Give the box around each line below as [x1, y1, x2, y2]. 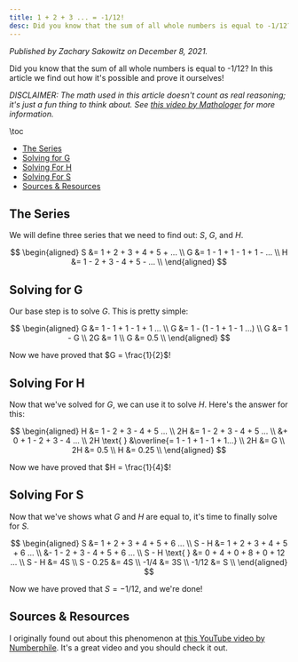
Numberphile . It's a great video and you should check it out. [9, 642, 228, 653]
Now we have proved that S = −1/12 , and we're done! [9, 583, 203, 594]
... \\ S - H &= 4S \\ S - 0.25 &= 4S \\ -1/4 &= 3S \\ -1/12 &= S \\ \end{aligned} [10, 556, 288, 567]
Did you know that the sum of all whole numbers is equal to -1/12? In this [9, 63, 273, 74]
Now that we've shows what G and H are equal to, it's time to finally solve [9, 511, 278, 522]
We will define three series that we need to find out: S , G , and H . [9, 230, 244, 241]
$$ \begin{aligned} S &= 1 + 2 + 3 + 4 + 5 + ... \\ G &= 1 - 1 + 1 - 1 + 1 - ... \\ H [10, 247, 288, 258]
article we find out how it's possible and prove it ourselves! [9, 72, 224, 83]
